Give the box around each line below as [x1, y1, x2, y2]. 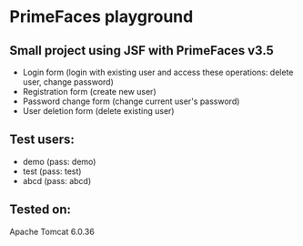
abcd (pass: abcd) [22, 175, 92, 186]
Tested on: [9, 202, 71, 218]
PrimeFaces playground [9, 6, 194, 27]
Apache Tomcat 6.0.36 [9, 226, 96, 237]
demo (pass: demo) [22, 156, 96, 167]
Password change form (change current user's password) [22, 96, 240, 107]
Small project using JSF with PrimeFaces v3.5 [9, 43, 275, 58]
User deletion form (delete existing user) [22, 106, 175, 116]
